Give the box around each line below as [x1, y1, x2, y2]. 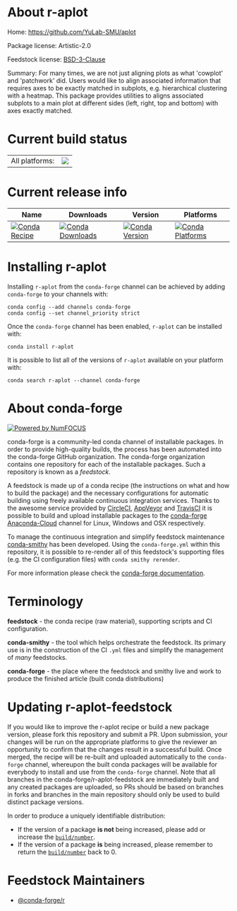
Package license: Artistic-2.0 [7, 41, 92, 50]
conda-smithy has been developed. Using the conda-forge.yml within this [7, 540, 221, 548]
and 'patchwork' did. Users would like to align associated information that [7, 76, 221, 85]
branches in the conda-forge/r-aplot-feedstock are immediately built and [7, 775, 219, 784]
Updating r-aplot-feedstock [7, 699, 173, 715]
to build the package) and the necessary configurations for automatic [7, 489, 209, 497]
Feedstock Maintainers [7, 872, 145, 888]
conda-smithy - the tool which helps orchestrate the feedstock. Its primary [7, 638, 226, 646]
